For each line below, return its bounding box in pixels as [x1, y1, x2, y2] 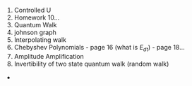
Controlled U [13, 6, 52, 14]
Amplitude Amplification [13, 52, 85, 60]
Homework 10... [13, 13, 60, 22]
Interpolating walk [13, 36, 67, 44]
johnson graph [13, 28, 56, 36]
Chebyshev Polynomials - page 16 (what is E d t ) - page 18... [13, 43, 185, 53]
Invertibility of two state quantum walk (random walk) [13, 59, 169, 68]
